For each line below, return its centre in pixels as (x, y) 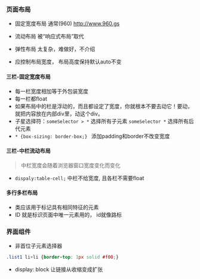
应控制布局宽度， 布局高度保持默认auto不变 (68, 62)
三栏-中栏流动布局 (28, 151)
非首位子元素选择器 (39, 246)
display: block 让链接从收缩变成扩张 (59, 269)
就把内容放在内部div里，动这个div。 (59, 113)
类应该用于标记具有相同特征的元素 (57, 207)
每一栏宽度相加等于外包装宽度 (51, 91)
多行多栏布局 (22, 193)
